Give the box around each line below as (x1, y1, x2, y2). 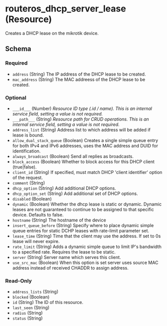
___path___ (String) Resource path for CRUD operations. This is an (12, 116, 150, 122)
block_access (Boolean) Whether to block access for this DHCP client (12, 158, 155, 164)
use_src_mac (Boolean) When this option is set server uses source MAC (12, 259, 159, 265)
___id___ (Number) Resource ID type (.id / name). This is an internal (12, 105, 153, 111)
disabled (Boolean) (12, 195, 52, 201)
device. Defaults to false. (12, 211, 64, 217)
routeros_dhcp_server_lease (5, 3, 126, 14)
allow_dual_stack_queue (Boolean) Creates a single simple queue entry (12, 137, 159, 143)
